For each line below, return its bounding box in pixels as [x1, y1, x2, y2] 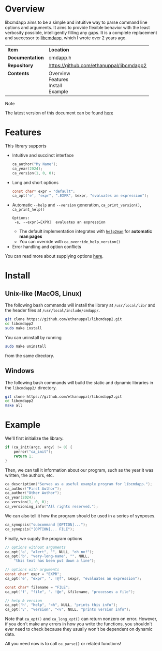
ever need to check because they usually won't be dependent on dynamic [5, 626, 153, 632]
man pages [19, 233, 43, 239]
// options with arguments [5, 567, 59, 572]
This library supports [5, 143, 47, 149]
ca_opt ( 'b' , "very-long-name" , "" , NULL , [5, 554, 90, 559]
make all [5, 403, 23, 408]
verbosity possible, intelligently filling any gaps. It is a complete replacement [5, 30, 157, 35]
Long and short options [12, 179, 59, 185]
